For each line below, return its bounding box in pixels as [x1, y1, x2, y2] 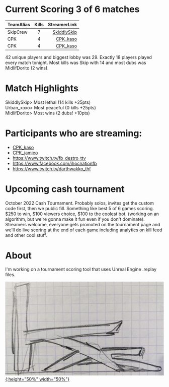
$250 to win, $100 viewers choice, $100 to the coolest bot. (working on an [5, 211, 159, 217]
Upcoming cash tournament [5, 183, 125, 195]
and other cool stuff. [5, 232, 47, 238]
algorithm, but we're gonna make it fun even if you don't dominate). [5, 216, 145, 222]
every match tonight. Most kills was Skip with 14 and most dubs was [5, 59, 146, 66]
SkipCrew [7, 29, 28, 35]
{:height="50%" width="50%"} [5, 376, 70, 382]
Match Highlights [5, 82, 79, 94]
